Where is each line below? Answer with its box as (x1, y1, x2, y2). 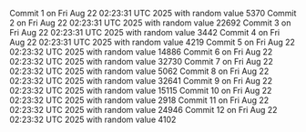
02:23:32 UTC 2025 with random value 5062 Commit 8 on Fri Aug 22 (9, 66, 270, 76)
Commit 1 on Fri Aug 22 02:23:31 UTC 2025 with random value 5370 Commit (9, 8, 297, 18)
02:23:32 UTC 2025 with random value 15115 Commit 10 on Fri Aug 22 (9, 86, 272, 96)
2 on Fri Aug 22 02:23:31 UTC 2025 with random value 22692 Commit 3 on (9, 17, 291, 28)
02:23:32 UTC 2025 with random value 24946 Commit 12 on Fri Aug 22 (9, 105, 278, 115)
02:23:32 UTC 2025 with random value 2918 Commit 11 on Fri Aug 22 (9, 95, 270, 106)
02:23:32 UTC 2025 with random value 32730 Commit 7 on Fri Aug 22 (9, 56, 273, 66)
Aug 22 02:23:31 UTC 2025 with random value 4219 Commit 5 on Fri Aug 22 (9, 36, 296, 47)
